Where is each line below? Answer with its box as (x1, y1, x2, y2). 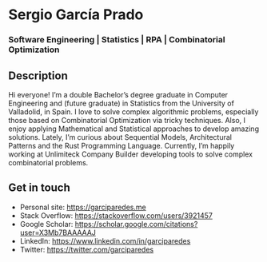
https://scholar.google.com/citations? (74, 219, 198, 228)
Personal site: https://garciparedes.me (19, 202, 146, 212)
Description (8, 69, 68, 82)
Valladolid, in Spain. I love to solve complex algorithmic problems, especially (8, 106, 259, 117)
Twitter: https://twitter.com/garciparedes (19, 244, 154, 254)
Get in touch (8, 181, 70, 195)
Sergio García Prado (8, 6, 144, 24)
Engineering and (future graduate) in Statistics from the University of (8, 98, 234, 108)
